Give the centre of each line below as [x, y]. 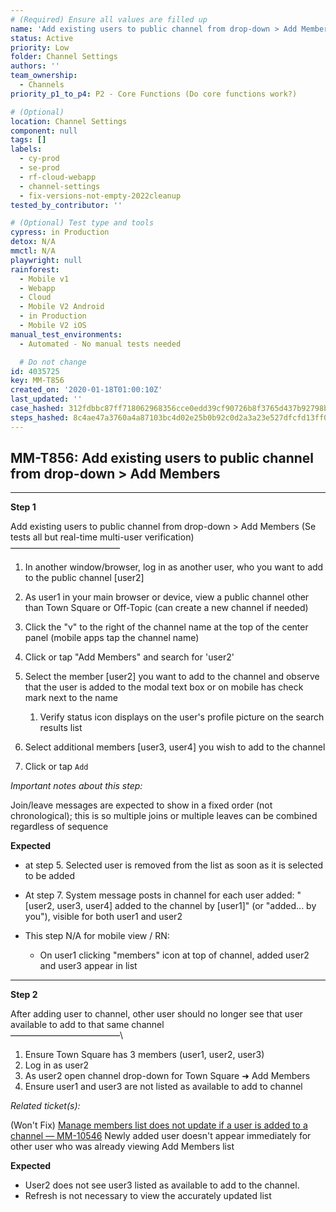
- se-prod [39, 168]
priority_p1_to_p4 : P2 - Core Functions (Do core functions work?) [154, 94]
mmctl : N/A [33, 251]
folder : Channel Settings [64, 57]
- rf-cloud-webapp [58, 177]
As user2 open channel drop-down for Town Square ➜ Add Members [167, 1076]
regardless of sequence [59, 827]
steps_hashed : [40, 417]
